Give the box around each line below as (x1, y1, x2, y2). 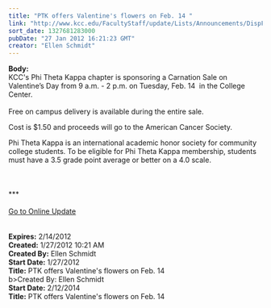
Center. (8, 89, 33, 99)
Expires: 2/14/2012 (8, 231, 72, 242)
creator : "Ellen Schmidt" (8, 42, 95, 50)
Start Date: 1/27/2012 (8, 257, 80, 267)
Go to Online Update (8, 206, 77, 216)
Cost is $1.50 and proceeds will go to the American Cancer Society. (8, 123, 232, 132)
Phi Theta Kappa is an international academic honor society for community (8, 138, 257, 148)
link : (8, 19, 27, 27)
